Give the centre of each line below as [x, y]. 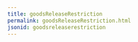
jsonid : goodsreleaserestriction [57, 27]
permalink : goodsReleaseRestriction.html [69, 21]
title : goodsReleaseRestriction [55, 14]
